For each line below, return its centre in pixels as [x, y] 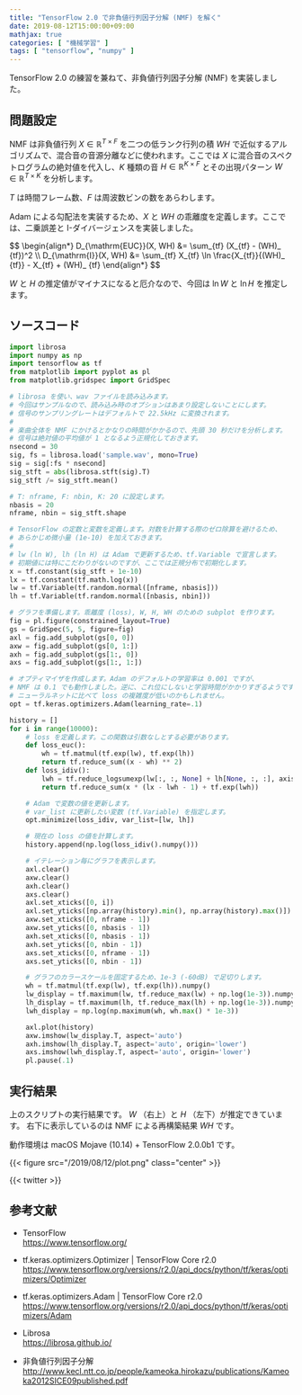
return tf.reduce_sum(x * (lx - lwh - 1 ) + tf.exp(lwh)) [150, 787]
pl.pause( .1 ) [50, 1061]
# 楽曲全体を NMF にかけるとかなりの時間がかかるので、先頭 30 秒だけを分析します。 [148, 430]
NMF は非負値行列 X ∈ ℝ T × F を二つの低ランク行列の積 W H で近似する [141, 143]
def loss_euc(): [56, 746]
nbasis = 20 [31, 505]
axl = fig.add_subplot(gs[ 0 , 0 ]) [72, 638]
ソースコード [44, 326]
